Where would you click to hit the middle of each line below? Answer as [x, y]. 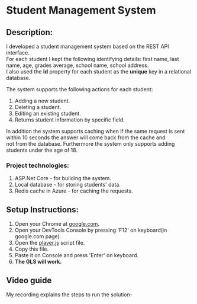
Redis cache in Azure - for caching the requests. [74, 191]
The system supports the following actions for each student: [80, 89]
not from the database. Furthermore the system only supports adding [91, 144]
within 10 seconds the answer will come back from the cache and [86, 137]
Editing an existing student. [48, 113]
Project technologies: [38, 165]
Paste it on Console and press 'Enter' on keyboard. [77, 255]
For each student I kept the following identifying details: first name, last [93, 59]
